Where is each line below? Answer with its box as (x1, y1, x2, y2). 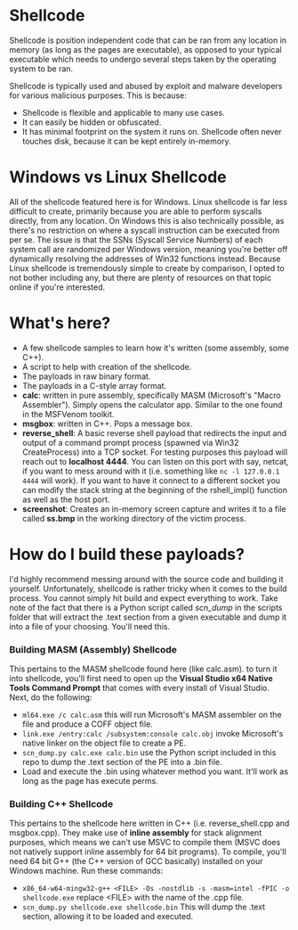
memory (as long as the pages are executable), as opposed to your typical (9, 44, 282, 54)
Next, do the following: (9, 692, 93, 703)
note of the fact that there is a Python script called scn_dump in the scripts (9, 602, 283, 613)
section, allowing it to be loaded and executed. (21, 911, 194, 922)
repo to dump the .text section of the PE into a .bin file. (21, 757, 222, 768)
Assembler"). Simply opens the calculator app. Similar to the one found (21, 399, 283, 410)
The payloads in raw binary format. (21, 371, 151, 382)
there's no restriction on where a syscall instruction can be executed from (9, 225, 280, 235)
